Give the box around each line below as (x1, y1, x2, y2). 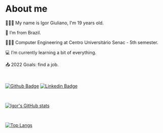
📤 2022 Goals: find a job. (5, 61, 59, 67)
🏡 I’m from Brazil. (5, 29, 42, 35)
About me (5, 3, 48, 15)
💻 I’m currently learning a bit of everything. (5, 49, 96, 56)
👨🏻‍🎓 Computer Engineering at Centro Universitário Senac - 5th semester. (5, 39, 158, 46)
